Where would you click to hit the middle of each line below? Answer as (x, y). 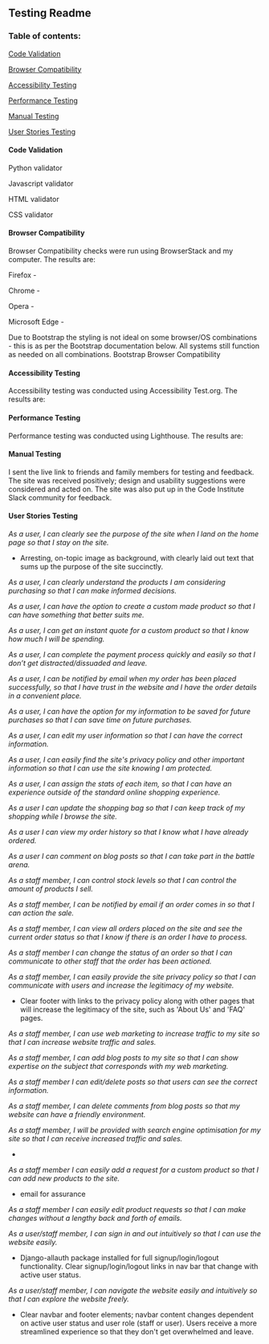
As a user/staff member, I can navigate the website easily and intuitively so (133, 1290)
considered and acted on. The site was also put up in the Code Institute (126, 489)
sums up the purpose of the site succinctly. (92, 566)
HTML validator (34, 199)
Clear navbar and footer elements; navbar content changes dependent (137, 1314)
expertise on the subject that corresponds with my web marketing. (118, 1066)
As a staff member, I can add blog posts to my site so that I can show (123, 1058)
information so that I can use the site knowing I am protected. (110, 768)
